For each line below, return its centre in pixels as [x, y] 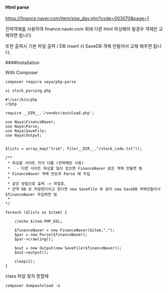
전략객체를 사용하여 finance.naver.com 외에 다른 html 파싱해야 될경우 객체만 [81, 29]
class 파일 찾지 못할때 [27, 276]
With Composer [22, 73]
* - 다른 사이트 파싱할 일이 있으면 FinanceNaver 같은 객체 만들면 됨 [75, 169]
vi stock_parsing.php [28, 91]
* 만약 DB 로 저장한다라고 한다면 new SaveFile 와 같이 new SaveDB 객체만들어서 [84, 189]
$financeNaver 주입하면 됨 [31, 195]
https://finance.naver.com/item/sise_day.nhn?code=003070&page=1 [77, 18]
